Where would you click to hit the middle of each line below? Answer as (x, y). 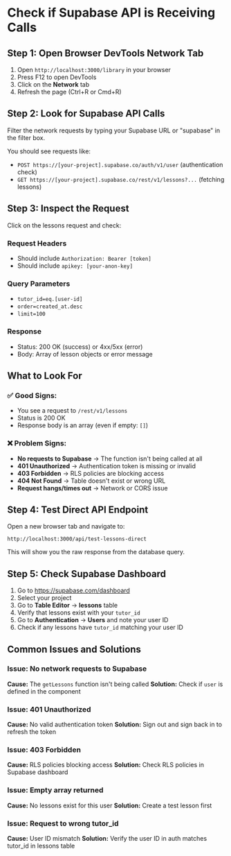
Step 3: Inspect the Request (68, 208)
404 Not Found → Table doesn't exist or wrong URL (91, 481)
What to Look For (45, 376)
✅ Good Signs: (32, 395)
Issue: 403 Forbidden (44, 750)
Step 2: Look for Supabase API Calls (86, 113)
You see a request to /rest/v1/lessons (72, 411)
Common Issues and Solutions (74, 649)
